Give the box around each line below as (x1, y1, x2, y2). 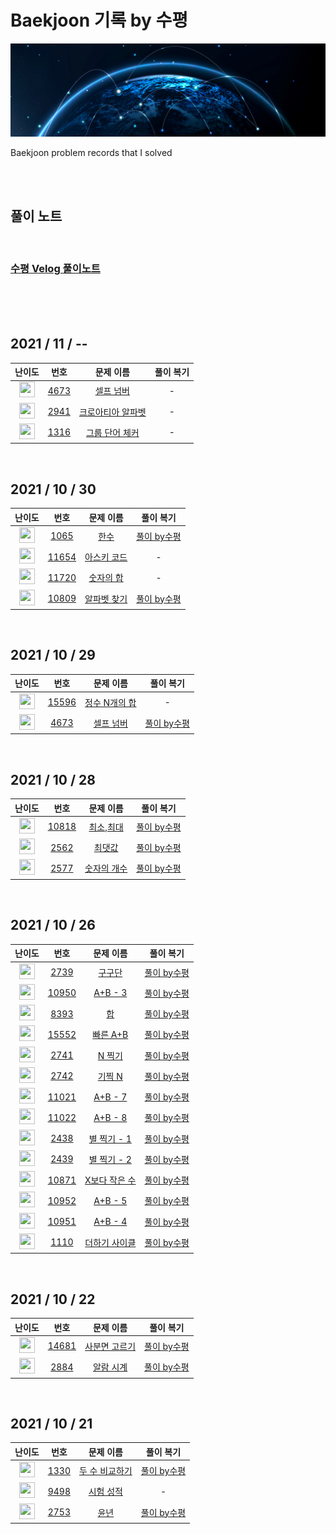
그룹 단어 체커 (85, 426, 140, 438)
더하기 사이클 (84, 1236, 137, 1248)
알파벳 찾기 (84, 592, 128, 605)
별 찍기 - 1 (88, 1132, 132, 1145)
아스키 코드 (84, 551, 128, 563)
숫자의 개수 (84, 862, 128, 875)
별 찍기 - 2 (88, 1153, 132, 1165)
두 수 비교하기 (78, 1465, 133, 1477)
